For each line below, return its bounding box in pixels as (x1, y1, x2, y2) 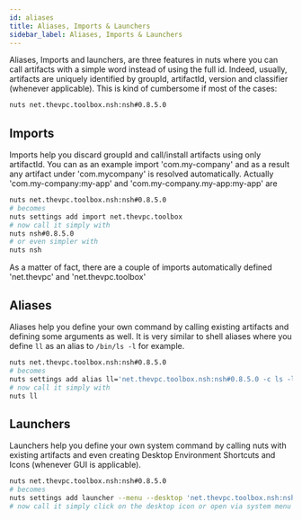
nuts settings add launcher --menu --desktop (9, 493, 182, 502)
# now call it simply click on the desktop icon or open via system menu (9, 501, 292, 511)
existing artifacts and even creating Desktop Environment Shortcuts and (9, 450, 276, 461)
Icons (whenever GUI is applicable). (9, 460, 142, 471)
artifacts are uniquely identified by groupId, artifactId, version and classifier (9, 74, 289, 85)
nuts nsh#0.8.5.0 (9, 229, 75, 238)
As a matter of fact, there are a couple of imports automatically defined (9, 262, 272, 273)
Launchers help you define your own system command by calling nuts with (9, 440, 287, 451)
